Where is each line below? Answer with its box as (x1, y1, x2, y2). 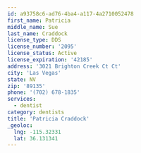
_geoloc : (7, 121, 33, 129)
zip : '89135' (7, 82, 46, 90)
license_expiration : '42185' (7, 56, 93, 63)
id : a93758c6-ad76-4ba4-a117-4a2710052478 (7, 10, 134, 18)
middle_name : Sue (7, 23, 59, 30)
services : (7, 96, 37, 103)
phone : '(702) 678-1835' (7, 89, 80, 96)
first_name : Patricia (7, 17, 71, 24)
